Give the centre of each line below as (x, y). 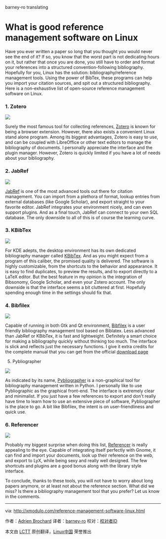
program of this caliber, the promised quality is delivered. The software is (80, 261)
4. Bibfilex (18, 305)
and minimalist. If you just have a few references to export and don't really (81, 396)
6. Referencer (22, 425)
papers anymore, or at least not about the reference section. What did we (80, 486)
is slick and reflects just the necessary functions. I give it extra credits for (80, 347)
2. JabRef (17, 171)
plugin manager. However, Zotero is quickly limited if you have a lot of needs (83, 153)
